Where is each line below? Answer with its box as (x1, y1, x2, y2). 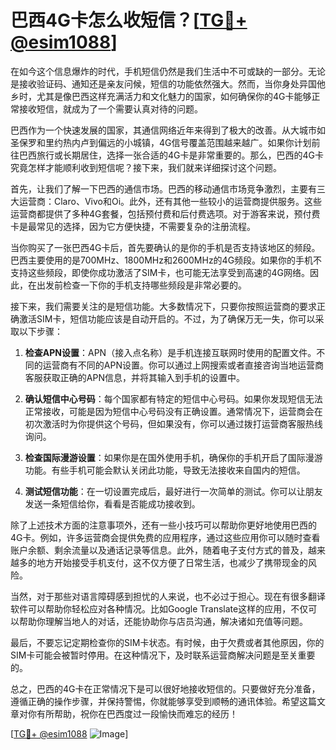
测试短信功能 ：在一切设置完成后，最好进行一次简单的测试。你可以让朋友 (24, 485, 323, 497)
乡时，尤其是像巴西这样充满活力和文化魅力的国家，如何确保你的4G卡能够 (10, 90, 312, 102)
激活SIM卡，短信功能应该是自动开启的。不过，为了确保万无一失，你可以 (18, 312, 316, 325)
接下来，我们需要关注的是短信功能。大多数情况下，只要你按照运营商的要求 (10, 300, 317, 312)
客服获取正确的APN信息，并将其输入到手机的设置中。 (24, 371, 245, 383)
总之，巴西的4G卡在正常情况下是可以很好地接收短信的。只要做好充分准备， (10, 682, 321, 695)
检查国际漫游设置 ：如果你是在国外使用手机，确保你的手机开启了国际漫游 (24, 451, 323, 463)
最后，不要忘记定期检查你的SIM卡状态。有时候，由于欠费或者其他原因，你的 (10, 636, 325, 648)
